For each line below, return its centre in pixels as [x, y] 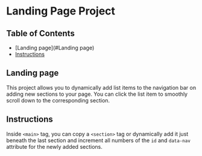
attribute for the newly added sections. [54, 146]
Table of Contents [41, 33]
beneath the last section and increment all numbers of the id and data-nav [99, 140]
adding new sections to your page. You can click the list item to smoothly [97, 94]
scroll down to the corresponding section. [58, 100]
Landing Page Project [61, 11]
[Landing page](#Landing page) [55, 48]
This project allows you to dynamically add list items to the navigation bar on [101, 87]
